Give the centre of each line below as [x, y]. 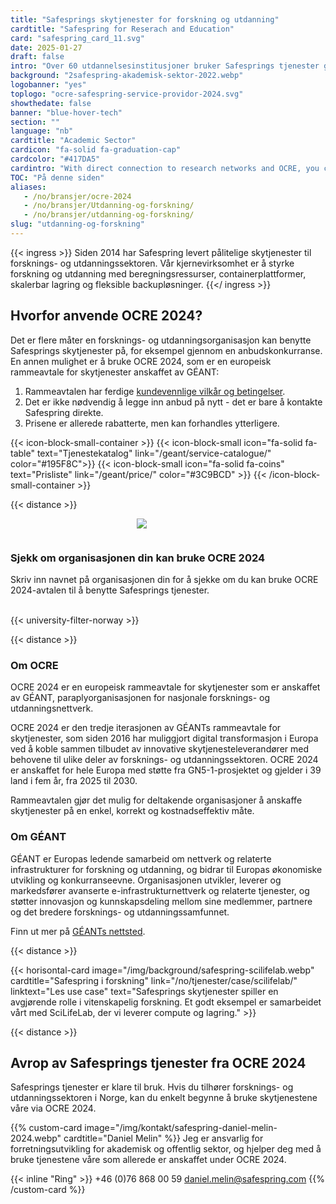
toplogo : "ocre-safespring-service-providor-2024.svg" [127, 94]
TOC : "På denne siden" [57, 177]
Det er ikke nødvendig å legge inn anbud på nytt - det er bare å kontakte [173, 402]
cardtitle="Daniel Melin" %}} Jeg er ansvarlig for [163, 1138]
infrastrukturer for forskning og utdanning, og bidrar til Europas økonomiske [166, 869]
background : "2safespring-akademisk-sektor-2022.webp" [127, 76]
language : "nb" [42, 131]
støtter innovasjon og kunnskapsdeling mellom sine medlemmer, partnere [161, 901]
